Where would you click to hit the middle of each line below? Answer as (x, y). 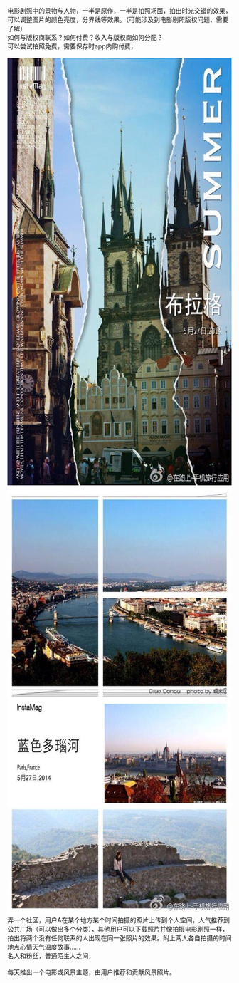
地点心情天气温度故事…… (44, 947)
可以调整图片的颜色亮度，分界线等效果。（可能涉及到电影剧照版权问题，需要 (118, 20)
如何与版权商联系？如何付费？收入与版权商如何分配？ (85, 37)
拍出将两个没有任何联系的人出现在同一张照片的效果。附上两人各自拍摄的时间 (119, 938)
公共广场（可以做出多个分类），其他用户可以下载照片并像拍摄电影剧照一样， (118, 929)
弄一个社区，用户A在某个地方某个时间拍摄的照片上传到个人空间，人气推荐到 (118, 920)
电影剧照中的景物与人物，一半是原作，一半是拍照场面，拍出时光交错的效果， (119, 11)
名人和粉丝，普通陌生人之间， (51, 956)
